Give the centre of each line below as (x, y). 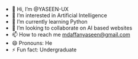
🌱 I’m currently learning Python (49, 22)
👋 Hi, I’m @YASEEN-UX (40, 9)
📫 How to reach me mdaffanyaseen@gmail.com (71, 35)
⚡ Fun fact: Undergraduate (44, 50)
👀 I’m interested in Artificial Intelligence (60, 15)
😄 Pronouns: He (32, 43)
